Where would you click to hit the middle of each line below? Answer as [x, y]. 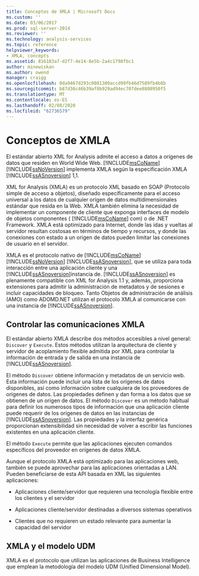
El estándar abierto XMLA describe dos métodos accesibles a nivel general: [99, 339]
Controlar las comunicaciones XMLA [75, 324]
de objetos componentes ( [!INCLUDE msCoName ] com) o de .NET [87, 219]
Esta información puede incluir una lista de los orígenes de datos [86, 382]
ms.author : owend [28, 72]
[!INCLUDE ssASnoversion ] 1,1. [43, 176]
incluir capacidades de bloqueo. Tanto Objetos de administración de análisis [99, 293]
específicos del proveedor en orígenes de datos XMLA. [74, 450]
